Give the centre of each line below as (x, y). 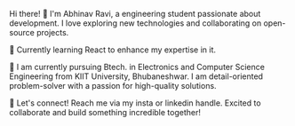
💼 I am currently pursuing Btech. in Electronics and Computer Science (137, 67)
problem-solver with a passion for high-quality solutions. (113, 86)
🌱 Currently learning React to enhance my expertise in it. (112, 50)
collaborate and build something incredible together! (105, 112)
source (22, 32)
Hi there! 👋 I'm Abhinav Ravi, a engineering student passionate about (135, 14)
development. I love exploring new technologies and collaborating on (136, 23)
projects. (53, 32)
